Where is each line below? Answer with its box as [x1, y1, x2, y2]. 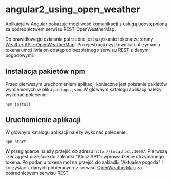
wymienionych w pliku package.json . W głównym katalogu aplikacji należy [5, 86, 162, 92]
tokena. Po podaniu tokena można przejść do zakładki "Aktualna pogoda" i [5, 159, 163, 165]
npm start [5, 139, 27, 144]
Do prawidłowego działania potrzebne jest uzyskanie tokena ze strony [5, 36, 154, 42]
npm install [5, 102, 31, 107]
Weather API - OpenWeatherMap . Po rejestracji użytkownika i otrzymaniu [5, 41, 160, 47]
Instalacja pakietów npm [5, 67, 86, 76]
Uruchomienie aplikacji [5, 115, 81, 124]
